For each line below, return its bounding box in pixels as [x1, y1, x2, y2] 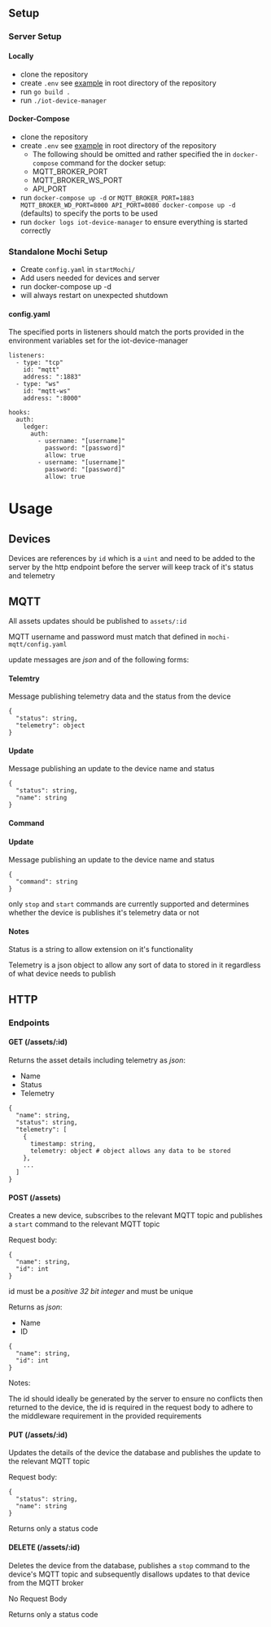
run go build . [20, 86, 71, 96]
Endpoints [8, 1017, 50, 1028]
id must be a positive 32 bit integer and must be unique [8, 1287, 194, 1296]
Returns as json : [8, 1302, 63, 1312]
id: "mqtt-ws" [23, 387, 71, 396]
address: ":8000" [23, 394, 82, 402]
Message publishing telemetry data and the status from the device [8, 691, 231, 701]
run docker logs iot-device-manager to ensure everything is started [20, 217, 248, 226]
